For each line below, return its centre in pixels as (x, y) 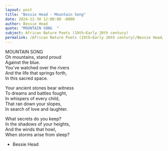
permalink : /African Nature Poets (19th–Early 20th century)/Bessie (78, 38)
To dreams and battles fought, (36, 93)
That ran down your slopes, (33, 104)
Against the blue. (23, 62)
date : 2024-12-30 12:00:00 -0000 (40, 19)
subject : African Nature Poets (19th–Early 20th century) (67, 33)
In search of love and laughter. (36, 109)
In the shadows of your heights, (38, 124)
